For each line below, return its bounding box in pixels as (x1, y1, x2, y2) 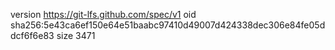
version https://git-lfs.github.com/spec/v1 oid (10, 9, 197, 20)
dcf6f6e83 (10, 30, 55, 41)
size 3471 (56, 30, 96, 41)
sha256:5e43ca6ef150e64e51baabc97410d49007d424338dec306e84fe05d (10, 19, 326, 31)
